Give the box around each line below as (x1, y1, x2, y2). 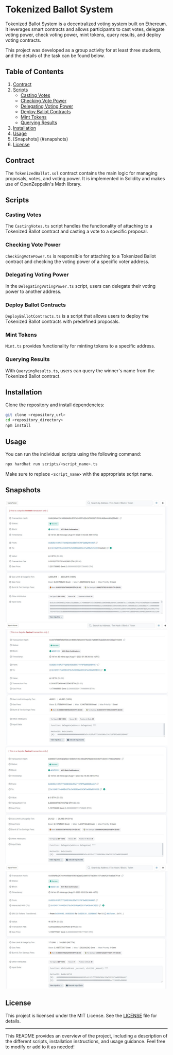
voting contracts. (5, 37, 41, 43)
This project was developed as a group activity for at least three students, (5, 47, 162, 53)
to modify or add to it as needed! (5, 1044, 75, 1050)
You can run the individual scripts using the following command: (5, 451, 142, 457)
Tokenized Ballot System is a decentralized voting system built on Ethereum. (5, 21, 167, 27)
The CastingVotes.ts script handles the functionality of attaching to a (5, 223, 153, 229)
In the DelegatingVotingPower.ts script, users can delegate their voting (5, 283, 156, 289)
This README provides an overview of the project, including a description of (5, 1032, 168, 1039)
